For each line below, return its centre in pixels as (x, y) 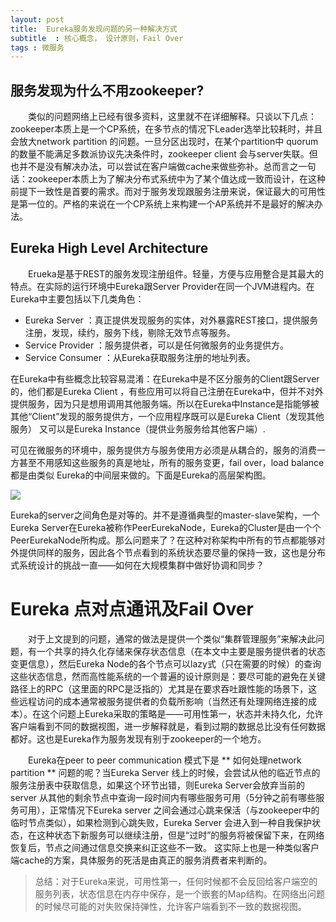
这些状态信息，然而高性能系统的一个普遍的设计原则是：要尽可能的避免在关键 (168, 676)
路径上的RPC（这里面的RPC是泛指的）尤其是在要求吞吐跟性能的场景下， (159, 688)
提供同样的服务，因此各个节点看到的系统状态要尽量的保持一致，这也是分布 (172, 552)
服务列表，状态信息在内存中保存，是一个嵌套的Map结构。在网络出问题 (179, 893)
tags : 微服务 (37, 47)
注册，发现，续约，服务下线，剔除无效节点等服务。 (130, 332)
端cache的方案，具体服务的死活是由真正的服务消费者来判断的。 (141, 860)
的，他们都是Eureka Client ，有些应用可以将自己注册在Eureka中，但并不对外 (167, 391)
